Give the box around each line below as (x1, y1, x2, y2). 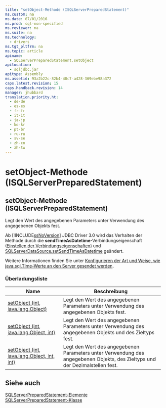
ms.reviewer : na (5, 26, 39, 31)
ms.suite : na (5, 30, 32, 35)
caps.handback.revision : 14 (5, 85, 63, 91)
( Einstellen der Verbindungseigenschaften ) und (5, 243, 101, 249)
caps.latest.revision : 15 (5, 81, 58, 86)
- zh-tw (9, 145, 26, 150)
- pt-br (9, 127, 26, 132)
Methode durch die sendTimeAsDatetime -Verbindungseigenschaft (5, 237, 142, 243)
